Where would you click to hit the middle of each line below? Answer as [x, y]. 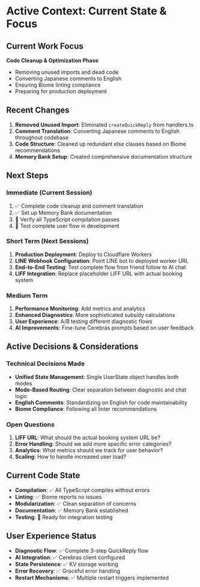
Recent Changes [38, 110]
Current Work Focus [45, 46]
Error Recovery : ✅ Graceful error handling [68, 571]
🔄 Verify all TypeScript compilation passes [67, 219]
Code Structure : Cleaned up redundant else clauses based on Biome [100, 144]
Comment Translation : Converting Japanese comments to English [97, 131]
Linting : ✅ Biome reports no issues [58, 497]
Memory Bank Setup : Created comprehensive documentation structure [103, 156]
